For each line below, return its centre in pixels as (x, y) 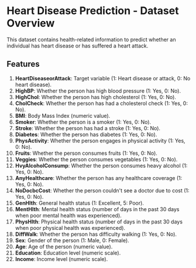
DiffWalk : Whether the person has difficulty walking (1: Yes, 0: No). (96, 234)
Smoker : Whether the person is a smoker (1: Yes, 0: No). (83, 122)
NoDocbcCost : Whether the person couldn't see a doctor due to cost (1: (102, 190)
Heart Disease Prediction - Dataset (93, 11)
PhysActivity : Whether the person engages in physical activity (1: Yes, (100, 140)
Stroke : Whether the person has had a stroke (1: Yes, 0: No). (87, 128)
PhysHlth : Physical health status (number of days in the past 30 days (99, 222)
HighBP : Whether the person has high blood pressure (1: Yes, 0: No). (98, 91)
